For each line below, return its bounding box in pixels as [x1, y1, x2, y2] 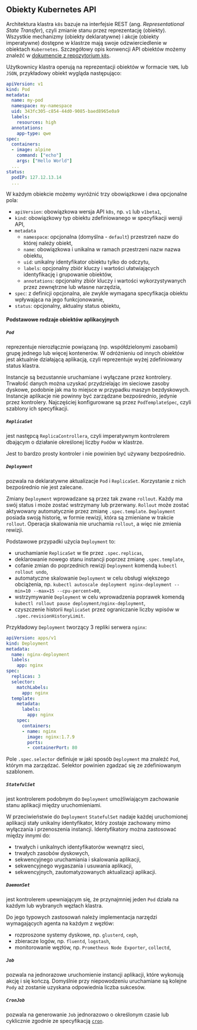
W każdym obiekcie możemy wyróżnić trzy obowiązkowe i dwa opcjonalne [6, 190, 188, 197]
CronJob [6, 997, 25, 1003]
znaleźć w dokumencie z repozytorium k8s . [6, 51, 111, 59]
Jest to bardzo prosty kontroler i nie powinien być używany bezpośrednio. [6, 450, 186, 457]
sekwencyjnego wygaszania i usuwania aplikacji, [14, 862, 133, 869]
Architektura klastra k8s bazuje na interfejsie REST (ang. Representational [6, 20, 185, 27]
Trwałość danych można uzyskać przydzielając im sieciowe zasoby [6, 380, 169, 386]
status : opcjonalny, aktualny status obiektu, [14, 303, 121, 310]
